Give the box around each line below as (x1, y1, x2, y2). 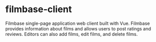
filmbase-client (5, 4, 72, 15)
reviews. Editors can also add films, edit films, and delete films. (5, 31, 138, 37)
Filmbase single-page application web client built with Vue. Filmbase (5, 20, 150, 26)
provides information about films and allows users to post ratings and (5, 25, 151, 31)
